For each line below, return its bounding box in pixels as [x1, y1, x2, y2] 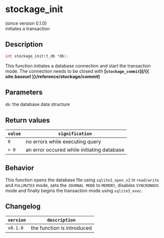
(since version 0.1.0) [5, 20, 47, 26]
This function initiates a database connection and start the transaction [5, 63, 151, 69]
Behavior [5, 163, 34, 172]
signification [58, 131, 92, 137]
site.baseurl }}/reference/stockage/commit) [5, 73, 100, 79]
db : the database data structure [5, 101, 70, 107]
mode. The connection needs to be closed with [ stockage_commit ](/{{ [5, 68, 149, 74]
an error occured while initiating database [25, 146, 125, 153]
